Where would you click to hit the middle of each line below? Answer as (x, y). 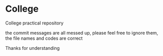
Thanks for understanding (33, 48)
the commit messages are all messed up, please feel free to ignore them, (82, 33)
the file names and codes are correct (44, 38)
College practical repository (34, 23)
